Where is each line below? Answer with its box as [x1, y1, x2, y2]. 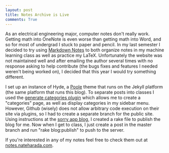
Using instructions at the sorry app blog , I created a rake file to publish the [5, 116, 161, 123]
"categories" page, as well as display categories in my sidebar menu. [5, 100, 150, 106]
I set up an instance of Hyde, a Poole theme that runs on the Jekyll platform [5, 84, 163, 90]
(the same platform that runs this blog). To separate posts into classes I [5, 89, 154, 96]
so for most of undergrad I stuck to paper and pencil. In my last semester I [5, 42, 160, 48]
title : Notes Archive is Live [5, 12, 70, 17]
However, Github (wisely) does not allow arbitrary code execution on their [5, 105, 159, 112]
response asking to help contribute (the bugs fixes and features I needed [5, 63, 158, 69]
